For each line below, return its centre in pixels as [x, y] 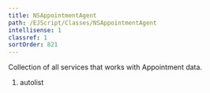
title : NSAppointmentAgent [52, 15]
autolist [32, 83]
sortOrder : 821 [33, 45]
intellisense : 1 [35, 30]
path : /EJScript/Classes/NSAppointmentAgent [82, 23]
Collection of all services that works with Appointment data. [105, 67]
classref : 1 [28, 37]
